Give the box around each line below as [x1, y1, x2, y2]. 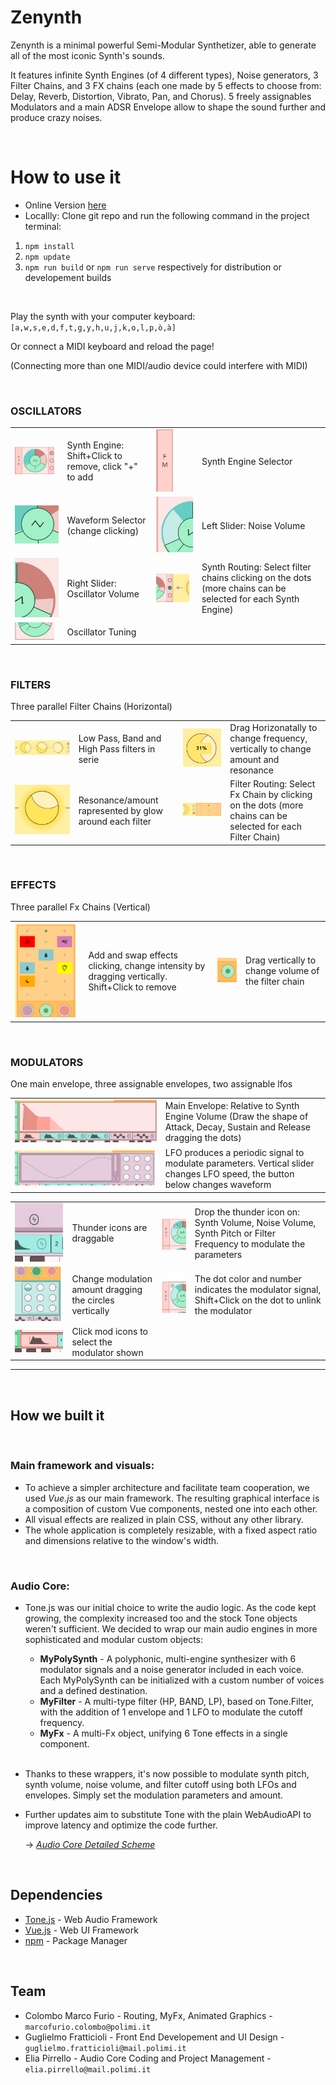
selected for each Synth [201, 593, 300, 605]
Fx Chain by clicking [229, 789, 313, 800]
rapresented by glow [78, 804, 163, 816]
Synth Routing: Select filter [201, 561, 312, 573]
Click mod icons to [71, 1325, 148, 1337]
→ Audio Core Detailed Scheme [24, 1838, 156, 1850]
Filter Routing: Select [229, 778, 316, 790]
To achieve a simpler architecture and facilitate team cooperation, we [24, 1481, 310, 1493]
